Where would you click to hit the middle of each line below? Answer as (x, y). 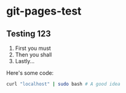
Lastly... (25, 61)
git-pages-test (44, 11)
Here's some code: (30, 73)
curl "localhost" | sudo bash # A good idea (63, 84)
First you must (33, 48)
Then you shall (33, 55)
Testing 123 (29, 34)
